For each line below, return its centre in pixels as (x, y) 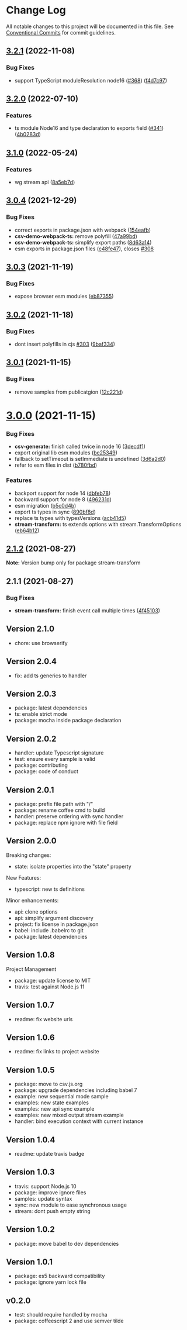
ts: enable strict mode (41, 714)
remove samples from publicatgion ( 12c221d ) (69, 392)
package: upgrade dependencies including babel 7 (76, 1090)
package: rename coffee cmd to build (60, 810)
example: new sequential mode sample (62, 1097)
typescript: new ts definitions (49, 889)
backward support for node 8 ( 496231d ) (63, 499)
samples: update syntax (43, 1198)
